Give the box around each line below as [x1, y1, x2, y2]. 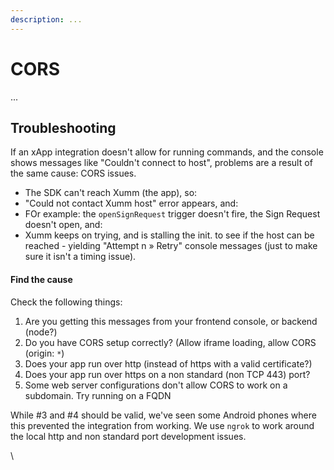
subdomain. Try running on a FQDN [24, 389, 172, 401]
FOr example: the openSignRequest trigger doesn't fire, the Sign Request [24, 208, 321, 220]
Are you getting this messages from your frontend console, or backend [24, 315, 318, 327]
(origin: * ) [24, 347, 65, 359]
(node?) [24, 326, 58, 338]
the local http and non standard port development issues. [10, 430, 247, 442]
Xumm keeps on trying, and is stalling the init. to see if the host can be [24, 229, 315, 241]
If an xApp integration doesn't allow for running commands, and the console [10, 146, 324, 158]
